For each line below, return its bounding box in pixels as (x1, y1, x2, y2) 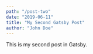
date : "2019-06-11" (6, 14, 54, 20)
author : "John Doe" (6, 25, 54, 31)
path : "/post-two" (6, 8, 51, 15)
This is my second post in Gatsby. (6, 41, 88, 48)
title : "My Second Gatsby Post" (6, 19, 85, 25)
